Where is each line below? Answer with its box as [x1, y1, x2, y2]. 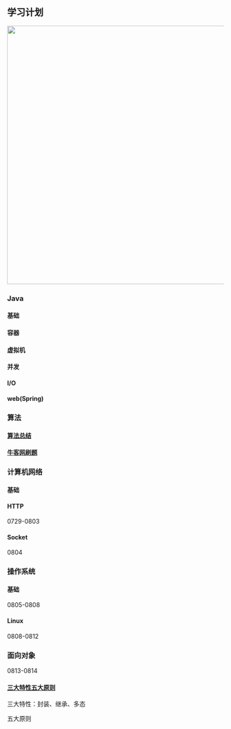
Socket [7, 533, 28, 541]
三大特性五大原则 [7, 683, 56, 691]
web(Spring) [7, 395, 44, 403]
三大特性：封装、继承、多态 [7, 700, 86, 708]
